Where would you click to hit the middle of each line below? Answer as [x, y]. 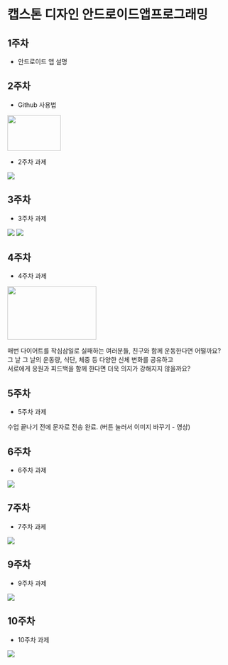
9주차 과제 [32, 583]
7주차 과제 [32, 526]
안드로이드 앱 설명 [42, 62]
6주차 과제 [32, 470]
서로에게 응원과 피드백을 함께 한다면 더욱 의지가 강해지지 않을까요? [99, 368]
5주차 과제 [32, 412]
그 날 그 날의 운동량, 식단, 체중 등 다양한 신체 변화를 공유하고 [91, 360]
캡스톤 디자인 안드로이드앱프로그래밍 [108, 15]
